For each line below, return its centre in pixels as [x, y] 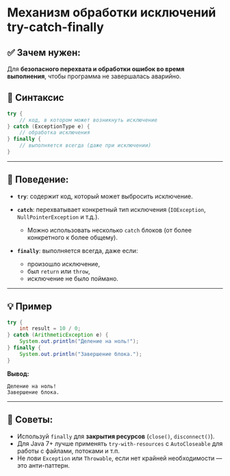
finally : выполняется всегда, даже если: [77, 250]
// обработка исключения [55, 133]
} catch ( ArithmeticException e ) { [58, 335]
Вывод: [18, 373]
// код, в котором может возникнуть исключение [88, 120]
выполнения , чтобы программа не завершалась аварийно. [94, 76]
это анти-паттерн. [43, 465]
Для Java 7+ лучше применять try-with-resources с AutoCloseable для [120, 443]
